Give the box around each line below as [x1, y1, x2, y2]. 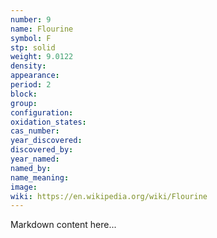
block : [10, 89, 38, 99]
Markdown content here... [10, 219, 117, 231]
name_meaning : [10, 172, 70, 183]
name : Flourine [10, 24, 74, 34]
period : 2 [10, 80, 52, 90]
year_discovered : [10, 136, 83, 146]
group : [10, 98, 38, 108]
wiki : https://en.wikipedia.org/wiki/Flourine [10, 191, 208, 201]
